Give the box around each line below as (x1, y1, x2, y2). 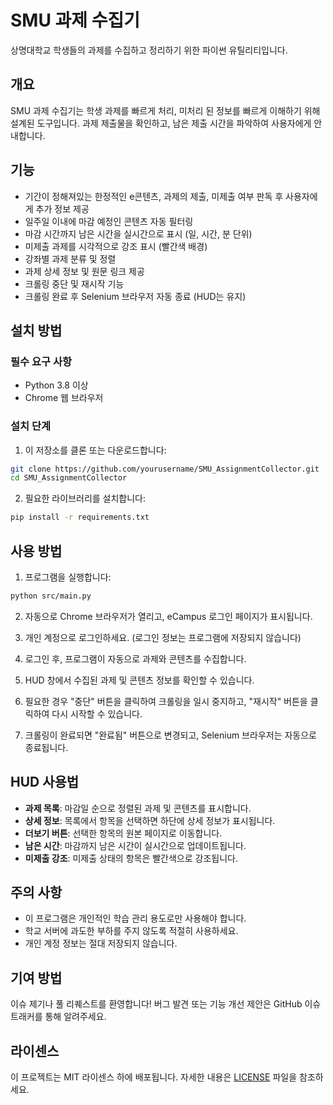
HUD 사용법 (10, 774, 80, 791)
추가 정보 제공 (35, 202, 90, 215)
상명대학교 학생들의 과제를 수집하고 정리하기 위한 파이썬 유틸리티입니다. (10, 44, 288, 56)
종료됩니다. (24, 741, 69, 753)
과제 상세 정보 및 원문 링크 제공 (24, 265, 145, 277)
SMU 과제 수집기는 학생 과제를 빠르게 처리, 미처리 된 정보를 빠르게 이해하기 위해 (10, 104, 321, 116)
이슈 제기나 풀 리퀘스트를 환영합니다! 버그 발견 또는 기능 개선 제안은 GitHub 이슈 (10, 998, 322, 1010)
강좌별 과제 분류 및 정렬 (24, 252, 117, 265)
